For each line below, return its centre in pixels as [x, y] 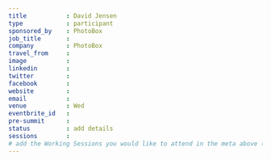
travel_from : [39, 53]
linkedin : [39, 69]
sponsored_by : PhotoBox [56, 31]
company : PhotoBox [56, 46]
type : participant [61, 23]
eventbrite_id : [39, 114]
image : [39, 61]
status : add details [61, 128]
